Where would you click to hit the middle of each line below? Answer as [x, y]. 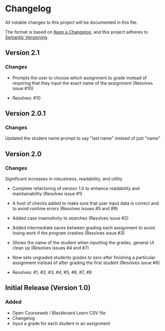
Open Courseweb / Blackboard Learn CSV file [59, 313]
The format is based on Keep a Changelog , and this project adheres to [77, 32]
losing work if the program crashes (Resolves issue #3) [68, 233]
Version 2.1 [22, 53]
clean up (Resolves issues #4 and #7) [51, 248]
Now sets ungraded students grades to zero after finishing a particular [84, 257]
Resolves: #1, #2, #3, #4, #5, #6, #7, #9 [52, 272]
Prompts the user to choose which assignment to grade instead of [80, 78]
